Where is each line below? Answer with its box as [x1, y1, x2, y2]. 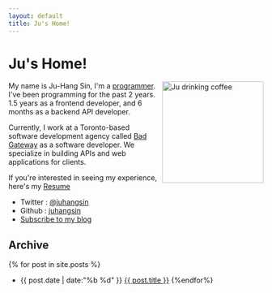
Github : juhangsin [19, 206, 81, 216]
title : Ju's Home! [8, 19, 70, 28]
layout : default [8, 11, 63, 20]
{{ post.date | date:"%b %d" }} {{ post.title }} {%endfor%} [19, 275, 214, 285]
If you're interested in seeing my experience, [8, 173, 158, 183]
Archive [8, 238, 49, 252]
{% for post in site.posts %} [8, 260, 101, 269]
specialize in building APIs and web [8, 149, 127, 158]
